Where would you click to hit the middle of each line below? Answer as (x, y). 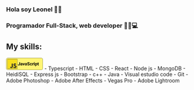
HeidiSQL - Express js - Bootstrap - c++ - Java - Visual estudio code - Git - (97, 74)
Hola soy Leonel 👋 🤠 (34, 9)
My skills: (24, 47)
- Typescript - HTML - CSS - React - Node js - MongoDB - (115, 68)
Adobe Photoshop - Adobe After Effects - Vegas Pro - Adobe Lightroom (93, 81)
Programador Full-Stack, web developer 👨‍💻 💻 (72, 25)
